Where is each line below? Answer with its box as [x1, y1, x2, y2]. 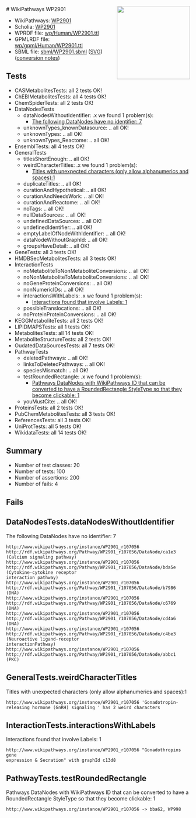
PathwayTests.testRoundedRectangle [6, 773, 147, 783]
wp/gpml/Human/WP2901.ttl [14, 42, 83, 49]
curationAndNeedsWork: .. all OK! [23, 193, 104, 200]
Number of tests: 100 [14, 468, 65, 475]
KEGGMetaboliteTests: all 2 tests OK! [14, 317, 103, 324]
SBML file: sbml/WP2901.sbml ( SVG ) [14, 48, 103, 55]
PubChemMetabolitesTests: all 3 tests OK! [14, 410, 116, 417]
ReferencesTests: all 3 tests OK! [14, 416, 92, 423]
